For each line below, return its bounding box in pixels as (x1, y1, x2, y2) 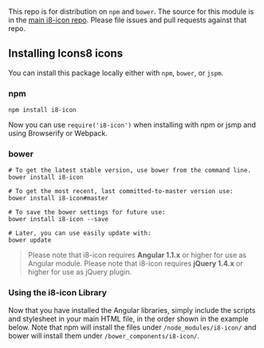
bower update (8, 236, 52, 244)
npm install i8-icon (8, 106, 77, 114)
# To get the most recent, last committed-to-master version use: (8, 188, 234, 196)
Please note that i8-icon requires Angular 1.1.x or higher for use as (27, 251, 247, 260)
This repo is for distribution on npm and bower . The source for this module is (8, 7, 254, 16)
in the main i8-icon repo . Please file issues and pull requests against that (8, 15, 247, 25)
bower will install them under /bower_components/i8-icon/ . (8, 330, 200, 340)
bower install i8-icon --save (8, 216, 109, 223)
